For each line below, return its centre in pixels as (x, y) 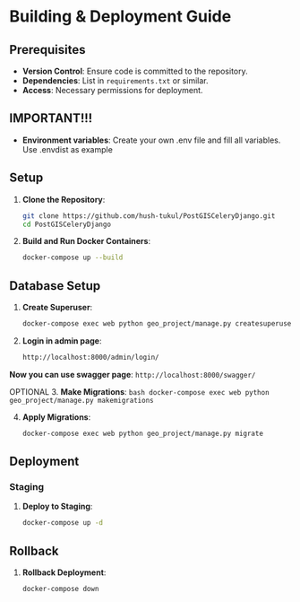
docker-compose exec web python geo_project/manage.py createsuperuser (159, 324)
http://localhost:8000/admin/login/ (90, 357)
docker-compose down (60, 589)
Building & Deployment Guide (120, 17)
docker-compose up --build (73, 257)
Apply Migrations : (56, 417)
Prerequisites (47, 50)
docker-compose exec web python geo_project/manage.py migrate (143, 433)
